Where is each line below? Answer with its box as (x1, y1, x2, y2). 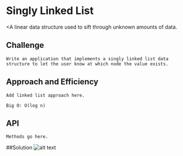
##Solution (6, 144, 33, 151)
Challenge (6, 40, 44, 50)
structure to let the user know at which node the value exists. (6, 61, 168, 67)
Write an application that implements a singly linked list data (6, 56, 168, 62)
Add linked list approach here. (6, 92, 85, 98)
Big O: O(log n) (6, 102, 46, 109)
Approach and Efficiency (6, 77, 99, 87)
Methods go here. (6, 134, 49, 140)
